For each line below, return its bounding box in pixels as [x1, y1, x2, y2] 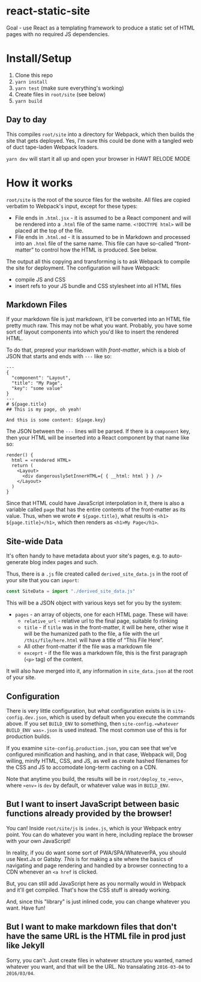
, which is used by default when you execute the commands [46, 713, 195, 721]
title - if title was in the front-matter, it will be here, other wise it [23, 624, 189, 631]
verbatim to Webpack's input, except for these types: [6, 202, 138, 210]
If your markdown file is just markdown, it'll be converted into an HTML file [6, 315, 191, 323]
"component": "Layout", [11, 375, 71, 381]
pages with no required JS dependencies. [6, 30, 110, 37]
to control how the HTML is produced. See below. [35, 246, 158, 253]
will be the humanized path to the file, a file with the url [23, 630, 160, 638]
